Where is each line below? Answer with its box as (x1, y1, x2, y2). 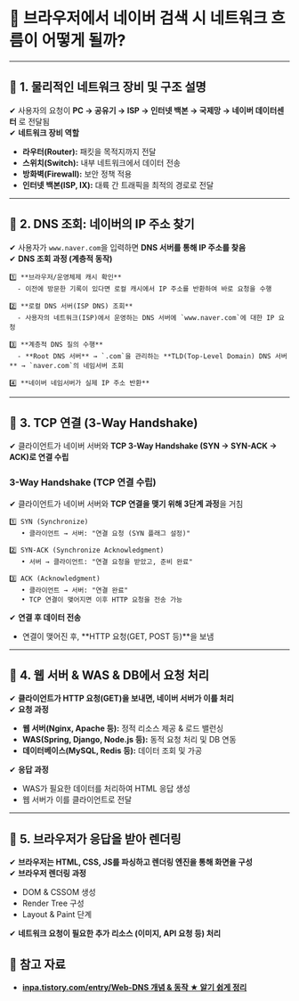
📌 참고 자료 (9, 956, 67, 972)
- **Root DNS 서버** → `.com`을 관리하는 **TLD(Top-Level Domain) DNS (17, 351, 271, 361)
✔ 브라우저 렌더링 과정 (9, 868, 87, 879)
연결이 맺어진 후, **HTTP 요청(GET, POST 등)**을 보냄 (21, 630, 214, 642)
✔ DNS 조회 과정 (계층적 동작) (9, 253, 113, 264)
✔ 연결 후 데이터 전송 (9, 611, 82, 622)
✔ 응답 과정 (9, 764, 49, 775)
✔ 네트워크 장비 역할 (9, 127, 80, 138)
